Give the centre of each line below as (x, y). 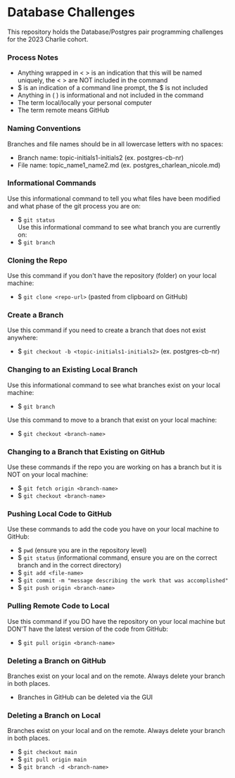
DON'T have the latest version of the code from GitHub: (88, 629)
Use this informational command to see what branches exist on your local (114, 385)
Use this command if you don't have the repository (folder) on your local (112, 276)
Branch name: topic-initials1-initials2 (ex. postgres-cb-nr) (101, 157)
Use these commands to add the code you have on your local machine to (113, 529)
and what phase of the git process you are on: (74, 206)
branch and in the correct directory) (69, 565)
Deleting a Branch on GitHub (57, 660)
